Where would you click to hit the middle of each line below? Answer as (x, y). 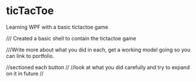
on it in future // (25, 73)
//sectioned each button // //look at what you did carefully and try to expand (98, 67)
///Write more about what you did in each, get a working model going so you (98, 49)
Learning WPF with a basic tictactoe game (57, 27)
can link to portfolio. (30, 56)
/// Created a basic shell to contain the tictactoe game (71, 38)
